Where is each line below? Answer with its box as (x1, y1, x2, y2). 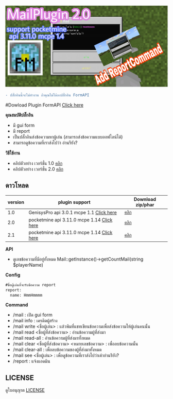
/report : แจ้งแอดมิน (12, 358, 50, 365)
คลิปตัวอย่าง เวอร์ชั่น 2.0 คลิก (12, 166, 63, 172)
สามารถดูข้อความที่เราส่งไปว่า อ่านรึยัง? (12, 140, 78, 146)
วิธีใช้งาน (5, 150, 21, 156)
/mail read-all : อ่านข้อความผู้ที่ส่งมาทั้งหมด (12, 335, 91, 341)
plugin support (58, 199, 91, 205)
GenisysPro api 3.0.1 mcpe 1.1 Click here (28, 209, 117, 215)
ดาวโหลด (5, 181, 29, 190)
